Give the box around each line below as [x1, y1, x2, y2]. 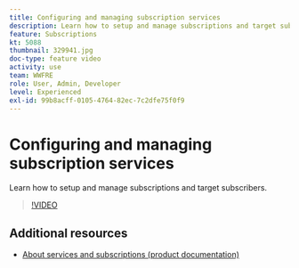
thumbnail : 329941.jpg [9, 46, 93, 55]
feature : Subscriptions [9, 29, 98, 38]
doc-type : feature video [9, 54, 101, 63]
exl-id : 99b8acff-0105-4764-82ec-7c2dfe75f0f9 [9, 95, 185, 105]
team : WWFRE [9, 71, 53, 80]
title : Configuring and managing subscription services [9, 12, 221, 22]
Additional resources [9, 225, 128, 240]
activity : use [9, 63, 62, 72]
